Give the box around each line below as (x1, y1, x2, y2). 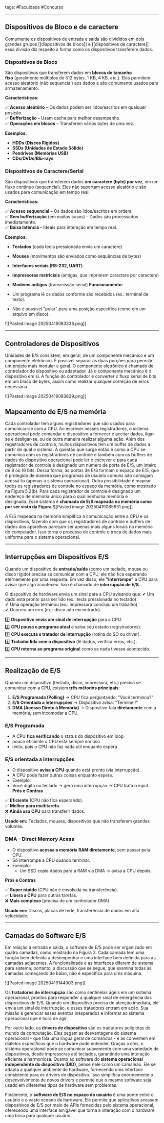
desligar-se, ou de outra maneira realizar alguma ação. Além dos (14, 436, 145, 442)
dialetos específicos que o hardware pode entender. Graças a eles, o (5, 1041, 144, 1047)
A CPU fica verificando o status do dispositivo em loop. (12, 733, 125, 739)
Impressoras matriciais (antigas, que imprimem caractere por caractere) (12, 272, 159, 278)
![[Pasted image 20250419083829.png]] (5, 393, 86, 399)
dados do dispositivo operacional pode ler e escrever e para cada (5, 457, 138, 463)
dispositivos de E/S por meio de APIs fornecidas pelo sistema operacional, (5, 1102, 155, 1108)
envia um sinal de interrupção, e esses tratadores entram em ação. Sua (5, 1005, 149, 1011)
